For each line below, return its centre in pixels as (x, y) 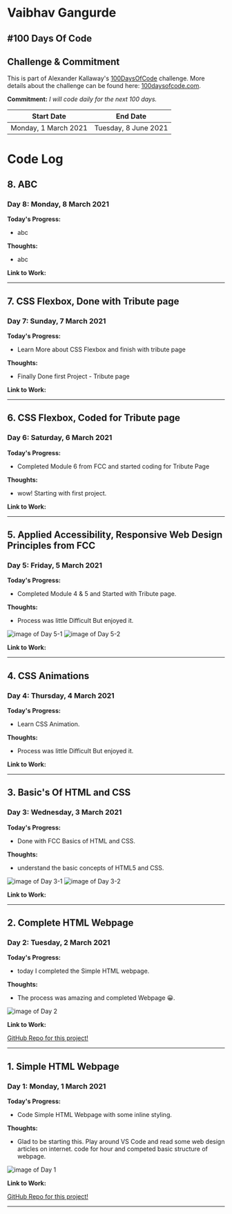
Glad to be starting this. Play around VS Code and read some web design (121, 1142)
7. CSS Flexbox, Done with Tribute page (93, 301)
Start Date (49, 116)
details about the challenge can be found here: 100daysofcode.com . (104, 86)
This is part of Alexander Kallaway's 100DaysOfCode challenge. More (106, 78)
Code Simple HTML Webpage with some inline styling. (95, 1115)
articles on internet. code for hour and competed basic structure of (113, 1149)
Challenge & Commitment (64, 61)
